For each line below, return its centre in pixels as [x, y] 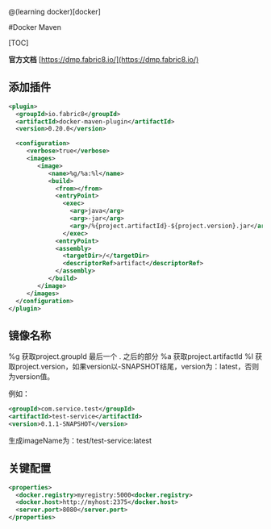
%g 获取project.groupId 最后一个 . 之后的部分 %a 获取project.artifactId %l [131, 356]
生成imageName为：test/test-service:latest [80, 440]
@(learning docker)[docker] [54, 12]
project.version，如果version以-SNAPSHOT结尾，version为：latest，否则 [137, 367]
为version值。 [31, 377]
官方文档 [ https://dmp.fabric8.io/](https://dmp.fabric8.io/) [104, 59]
